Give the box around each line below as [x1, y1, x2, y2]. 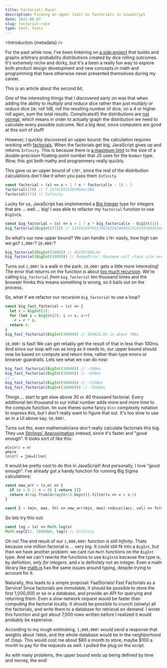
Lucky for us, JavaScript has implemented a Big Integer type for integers [5, 201, 154, 207]
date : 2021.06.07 [5, 16, 41, 21]
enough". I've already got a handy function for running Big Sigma [5, 468, 138, 474]
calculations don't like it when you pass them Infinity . [5, 173, 118, 179]
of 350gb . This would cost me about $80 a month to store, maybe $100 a [5, 637, 153, 643]
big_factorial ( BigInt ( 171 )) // [5, 226, 70, 231]
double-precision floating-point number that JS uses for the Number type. [5, 153, 154, 159]
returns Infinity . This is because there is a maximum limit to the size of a [5, 147, 156, 153]
